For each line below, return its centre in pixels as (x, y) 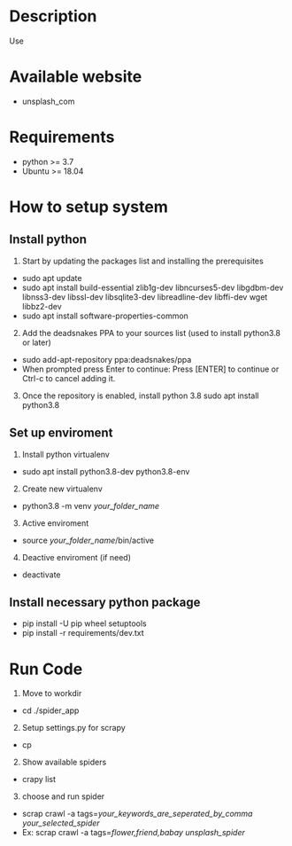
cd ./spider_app (50, 710)
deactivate (41, 575)
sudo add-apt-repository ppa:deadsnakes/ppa (107, 359)
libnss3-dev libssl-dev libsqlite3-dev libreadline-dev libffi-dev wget (145, 297)
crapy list (38, 779)
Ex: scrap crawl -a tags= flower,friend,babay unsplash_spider (133, 833)
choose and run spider (63, 796)
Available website (76, 77)
